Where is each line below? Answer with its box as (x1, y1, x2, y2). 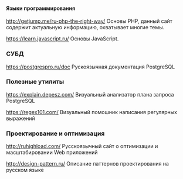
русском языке (6, 167, 44, 174)
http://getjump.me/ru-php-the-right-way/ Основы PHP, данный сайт (6, 18, 173, 25)
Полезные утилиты (6, 78, 65, 86)
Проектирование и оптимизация (6, 129, 105, 137)
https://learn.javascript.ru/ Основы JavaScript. (6, 35, 119, 42)
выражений (6, 115, 35, 122)
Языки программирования (6, 5, 76, 12)
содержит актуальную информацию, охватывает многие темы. (6, 24, 165, 31)
